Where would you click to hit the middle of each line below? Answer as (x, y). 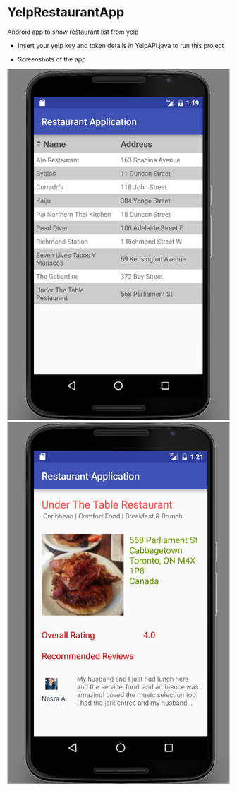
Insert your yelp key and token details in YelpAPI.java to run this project (121, 45)
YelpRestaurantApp (66, 12)
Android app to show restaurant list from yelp (73, 32)
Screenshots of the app (51, 59)
